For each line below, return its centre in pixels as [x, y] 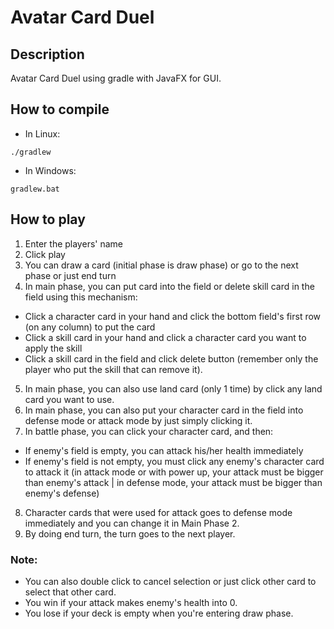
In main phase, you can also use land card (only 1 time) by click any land [173, 388]
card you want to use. [69, 399]
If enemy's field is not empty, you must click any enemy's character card [174, 461]
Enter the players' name [73, 243]
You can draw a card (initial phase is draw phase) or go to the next [161, 265]
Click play [45, 254]
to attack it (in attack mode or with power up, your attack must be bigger [174, 472]
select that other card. [70, 592]
